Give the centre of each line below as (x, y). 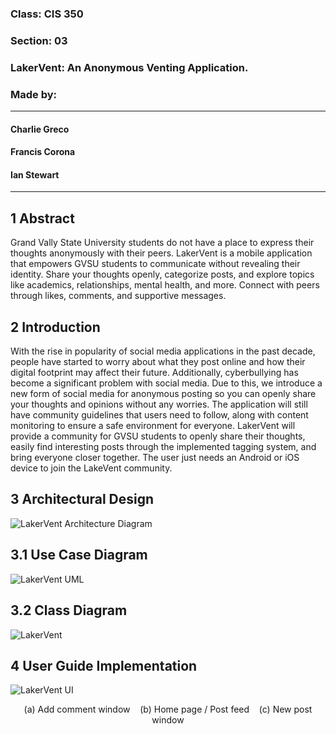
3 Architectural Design (82, 499)
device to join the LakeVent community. (91, 468)
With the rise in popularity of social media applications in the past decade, (163, 351)
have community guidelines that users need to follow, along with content (159, 415)
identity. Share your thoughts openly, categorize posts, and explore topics (162, 274)
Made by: (34, 94)
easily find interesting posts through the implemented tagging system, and (163, 447)
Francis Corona (43, 152)
